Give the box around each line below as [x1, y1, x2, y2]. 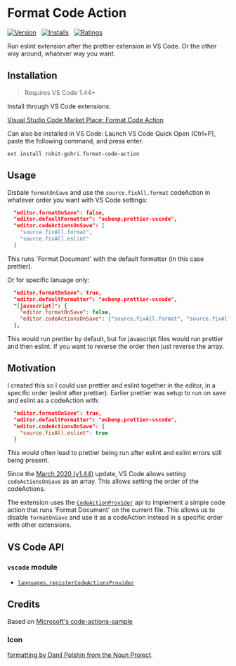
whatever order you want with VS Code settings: [7, 196, 147, 204]
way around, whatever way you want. [7, 49, 116, 58]
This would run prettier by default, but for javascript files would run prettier [7, 335, 223, 343]
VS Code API [7, 541, 65, 553]
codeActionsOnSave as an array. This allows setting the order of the [7, 477, 199, 486]
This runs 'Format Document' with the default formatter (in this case [7, 255, 204, 263]
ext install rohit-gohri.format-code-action [7, 150, 140, 158]
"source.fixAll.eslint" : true [20, 429, 109, 437]
